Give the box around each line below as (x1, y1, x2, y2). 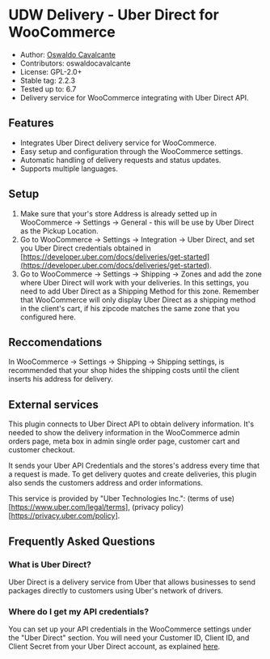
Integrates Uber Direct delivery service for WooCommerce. (19, 138, 217, 148)
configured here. (19, 312, 77, 322)
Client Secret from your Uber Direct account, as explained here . (8, 642, 221, 652)
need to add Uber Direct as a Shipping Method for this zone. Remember (19, 286, 259, 296)
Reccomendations (8, 335, 103, 349)
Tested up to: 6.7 (19, 83, 77, 94)
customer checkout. (8, 445, 75, 455)
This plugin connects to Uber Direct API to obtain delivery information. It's (8, 419, 255, 429)
